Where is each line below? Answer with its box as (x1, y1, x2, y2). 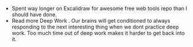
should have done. (11, 11, 57, 18)
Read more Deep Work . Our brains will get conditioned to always (11, 17, 171, 24)
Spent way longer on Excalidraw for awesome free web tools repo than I (11, 5, 188, 12)
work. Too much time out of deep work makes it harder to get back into (11, 30, 185, 37)
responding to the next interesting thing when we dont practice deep (11, 23, 179, 30)
